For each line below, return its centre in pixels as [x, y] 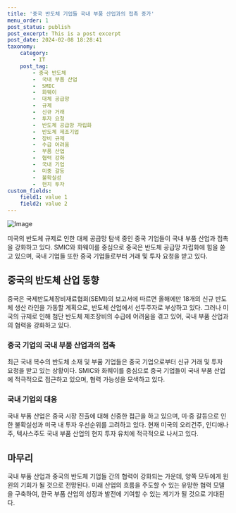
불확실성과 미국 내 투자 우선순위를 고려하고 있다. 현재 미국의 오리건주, [109, 425]
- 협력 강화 [49, 158]
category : [35, 54]
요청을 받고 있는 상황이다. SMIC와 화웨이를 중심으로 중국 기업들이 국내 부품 [110, 371]
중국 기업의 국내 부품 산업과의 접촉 [62, 345]
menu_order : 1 [28, 20]
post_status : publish [39, 27]
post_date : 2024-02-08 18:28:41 [55, 40]
